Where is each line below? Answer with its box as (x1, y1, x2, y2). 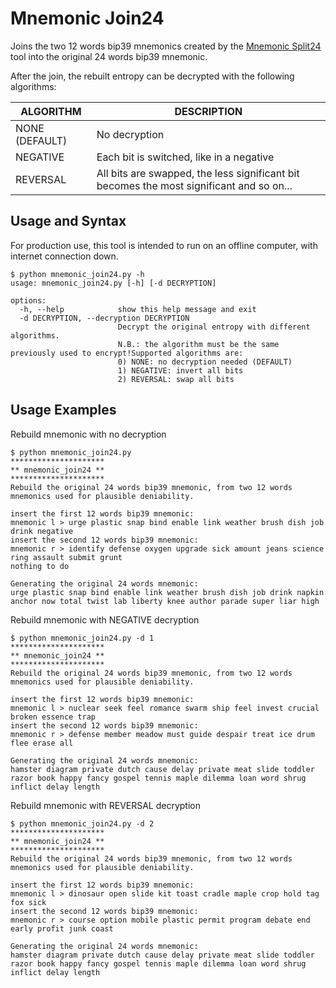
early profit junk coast (10, 923, 114, 934)
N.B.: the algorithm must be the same (117, 339, 280, 349)
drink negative (10, 526, 74, 536)
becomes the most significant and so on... (96, 178, 293, 192)
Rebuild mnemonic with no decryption (10, 428, 167, 440)
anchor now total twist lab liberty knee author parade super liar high (10, 596, 320, 606)
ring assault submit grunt (10, 552, 123, 562)
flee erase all (10, 738, 74, 748)
